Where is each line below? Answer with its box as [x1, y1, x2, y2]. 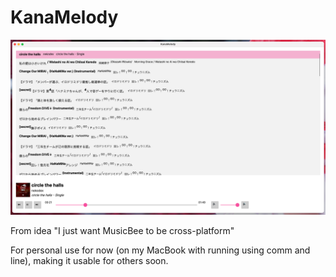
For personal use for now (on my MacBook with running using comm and [10, 244, 311, 256]
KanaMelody [10, 6, 119, 29]
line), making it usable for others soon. [10, 254, 169, 266]
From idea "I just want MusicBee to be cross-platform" [10, 224, 235, 236]
